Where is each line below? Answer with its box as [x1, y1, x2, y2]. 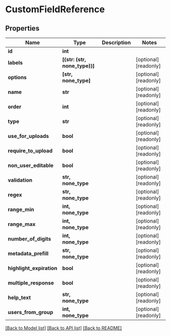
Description [101, 39, 131, 46]
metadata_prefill [8, 250, 49, 257]
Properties [5, 24, 40, 33]
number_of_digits [8, 235, 51, 242]
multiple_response [8, 279, 54, 286]
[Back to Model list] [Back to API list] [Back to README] [5, 325, 122, 331]
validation [8, 177, 33, 183]
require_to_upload [8, 147, 53, 154]
